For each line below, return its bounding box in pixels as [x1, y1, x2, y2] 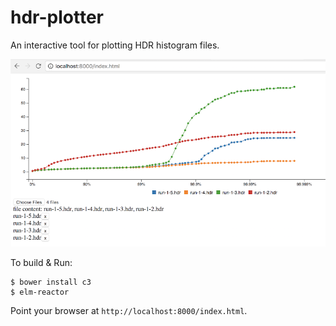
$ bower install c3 [10, 277, 92, 287]
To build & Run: [10, 256, 73, 268]
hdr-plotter [10, 6, 104, 29]
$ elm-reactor [10, 287, 70, 297]
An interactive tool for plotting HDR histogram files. [10, 39, 220, 51]
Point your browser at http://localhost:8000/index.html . [10, 304, 248, 316]
